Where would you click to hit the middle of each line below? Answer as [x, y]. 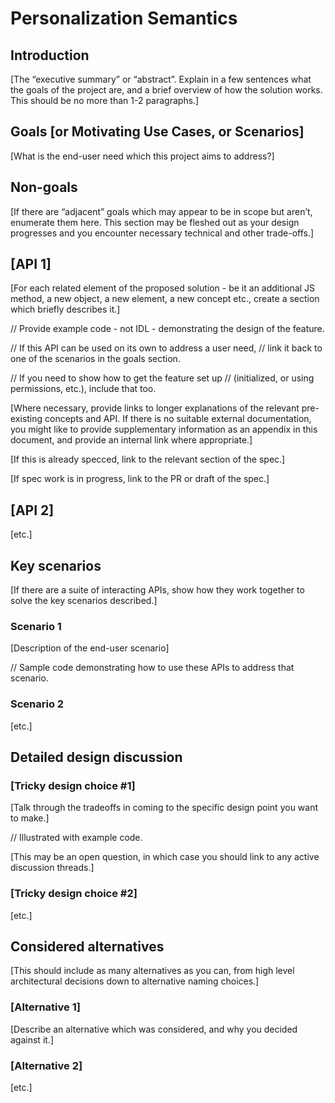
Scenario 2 [37, 704]
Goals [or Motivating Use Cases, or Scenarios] [157, 132]
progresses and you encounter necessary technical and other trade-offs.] [162, 233]
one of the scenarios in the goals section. [95, 359]
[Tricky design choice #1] [73, 785]
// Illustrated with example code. [76, 838]
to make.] [30, 818]
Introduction [50, 55]
